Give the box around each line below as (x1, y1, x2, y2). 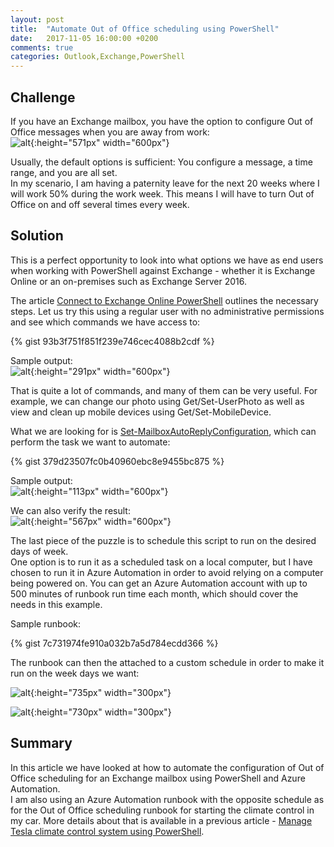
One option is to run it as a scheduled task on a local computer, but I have (10, 556, 313, 568)
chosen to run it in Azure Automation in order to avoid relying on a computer (10, 566, 324, 578)
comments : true (10, 42, 74, 53)
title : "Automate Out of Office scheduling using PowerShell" (10, 24, 280, 34)
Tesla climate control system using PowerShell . (10, 825, 205, 837)
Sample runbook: (10, 617, 82, 630)
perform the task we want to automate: (10, 436, 171, 448)
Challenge (10, 89, 76, 106)
